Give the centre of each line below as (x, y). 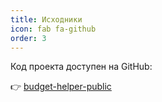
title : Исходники (46, 19)
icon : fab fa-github (53, 29)
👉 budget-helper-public (61, 87)
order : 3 (28, 38)
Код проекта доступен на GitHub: (81, 67)
